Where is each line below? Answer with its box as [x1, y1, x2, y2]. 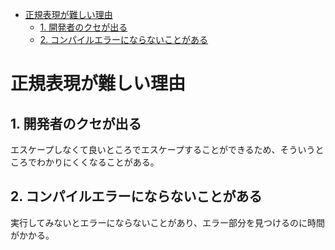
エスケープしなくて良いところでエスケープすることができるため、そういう [10, 144, 316, 155]
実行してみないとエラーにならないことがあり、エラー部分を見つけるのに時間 [10, 216, 326, 228]
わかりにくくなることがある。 [36, 156, 160, 168]
